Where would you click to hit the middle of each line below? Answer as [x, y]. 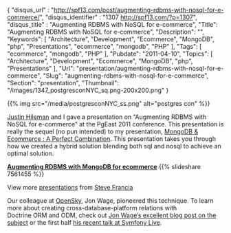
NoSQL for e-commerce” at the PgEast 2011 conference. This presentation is [115, 124]
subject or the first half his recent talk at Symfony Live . [85, 222]
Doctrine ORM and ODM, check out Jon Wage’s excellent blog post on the [112, 215]
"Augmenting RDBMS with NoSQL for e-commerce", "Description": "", [106, 32]
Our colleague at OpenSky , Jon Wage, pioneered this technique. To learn [111, 201]
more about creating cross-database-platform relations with [92, 208]
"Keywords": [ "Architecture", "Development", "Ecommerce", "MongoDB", [111, 39]
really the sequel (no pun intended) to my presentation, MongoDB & [103, 131]
